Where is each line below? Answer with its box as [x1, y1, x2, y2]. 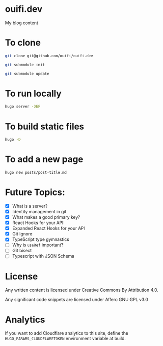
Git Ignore [12, 231, 33, 237]
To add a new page [5, 154, 83, 165]
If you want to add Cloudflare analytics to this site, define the [5, 330, 129, 336]
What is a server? [12, 203, 48, 209]
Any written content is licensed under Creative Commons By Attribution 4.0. [5, 287, 159, 293]
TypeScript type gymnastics [12, 236, 70, 242]
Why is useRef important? [12, 242, 64, 248]
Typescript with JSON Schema [12, 253, 75, 259]
